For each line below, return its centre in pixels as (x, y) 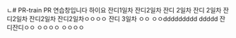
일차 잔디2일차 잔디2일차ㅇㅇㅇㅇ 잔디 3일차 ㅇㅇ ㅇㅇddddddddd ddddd (117, 19)
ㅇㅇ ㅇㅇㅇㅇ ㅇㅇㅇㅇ (54, 27)
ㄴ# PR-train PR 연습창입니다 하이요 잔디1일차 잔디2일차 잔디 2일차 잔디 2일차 (114, 10)
